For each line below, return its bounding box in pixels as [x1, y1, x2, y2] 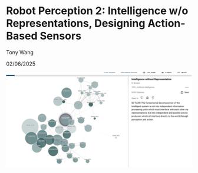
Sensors [39, 30, 81, 43]
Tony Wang [6, 48, 34, 56]
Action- [147, 17, 186, 30]
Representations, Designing [6, 17, 146, 30]
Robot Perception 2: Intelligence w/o [6, 4, 189, 18]
